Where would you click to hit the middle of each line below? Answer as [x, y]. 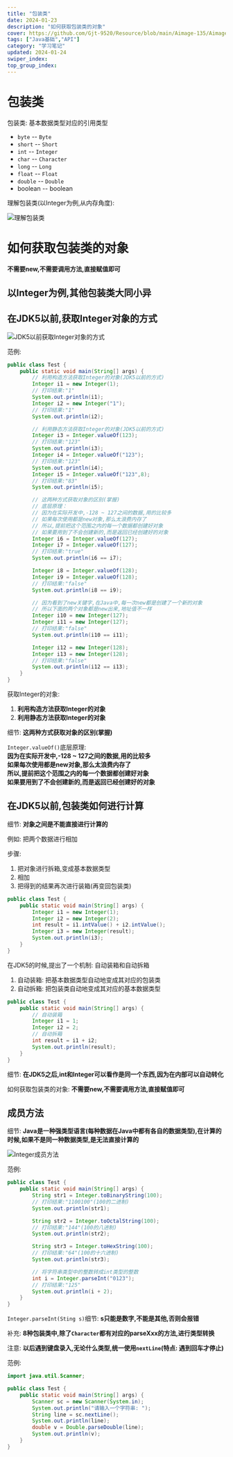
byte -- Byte [34, 136]
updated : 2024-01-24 [37, 53]
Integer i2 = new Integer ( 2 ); [76, 919]
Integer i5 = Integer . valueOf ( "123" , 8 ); [91, 474]
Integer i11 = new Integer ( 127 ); [80, 622]
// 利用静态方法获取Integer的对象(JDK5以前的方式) [98, 429]
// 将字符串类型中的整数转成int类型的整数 [85, 1272]
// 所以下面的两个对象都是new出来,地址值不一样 [92, 609]
